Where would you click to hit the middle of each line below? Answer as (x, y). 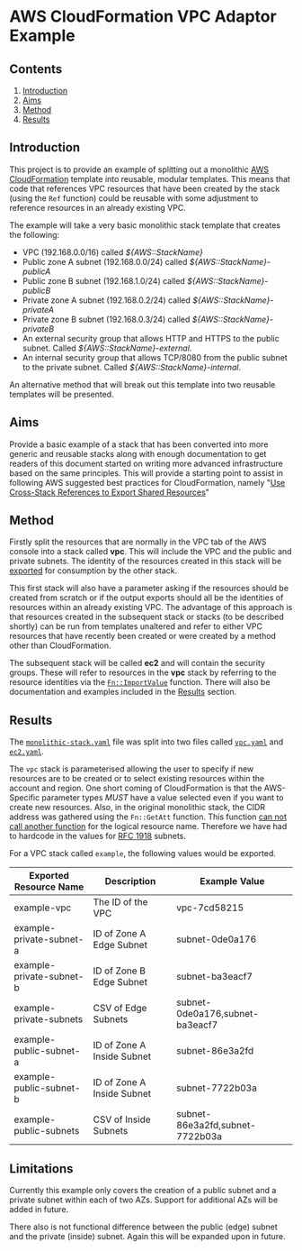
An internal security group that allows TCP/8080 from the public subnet (155, 357)
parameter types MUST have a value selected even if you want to (163, 798)
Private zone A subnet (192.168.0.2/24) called (107, 300)
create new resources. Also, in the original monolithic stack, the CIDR (138, 808)
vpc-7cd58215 (210, 908)
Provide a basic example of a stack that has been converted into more (139, 444)
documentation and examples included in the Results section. (123, 692)
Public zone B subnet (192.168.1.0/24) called (104, 280)
